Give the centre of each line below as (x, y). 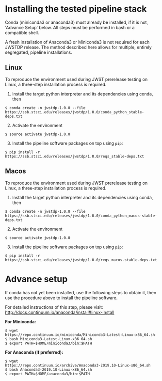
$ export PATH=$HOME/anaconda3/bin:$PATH (48, 374)
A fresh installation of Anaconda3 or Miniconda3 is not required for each (77, 42)
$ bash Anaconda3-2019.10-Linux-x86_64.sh (49, 369)
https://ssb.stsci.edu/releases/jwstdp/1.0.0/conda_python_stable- (75, 112)
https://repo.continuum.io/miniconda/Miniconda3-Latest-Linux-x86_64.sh (80, 335)
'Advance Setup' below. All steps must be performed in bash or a (70, 27)
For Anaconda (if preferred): (34, 352)
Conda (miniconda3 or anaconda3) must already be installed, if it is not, (77, 22)
